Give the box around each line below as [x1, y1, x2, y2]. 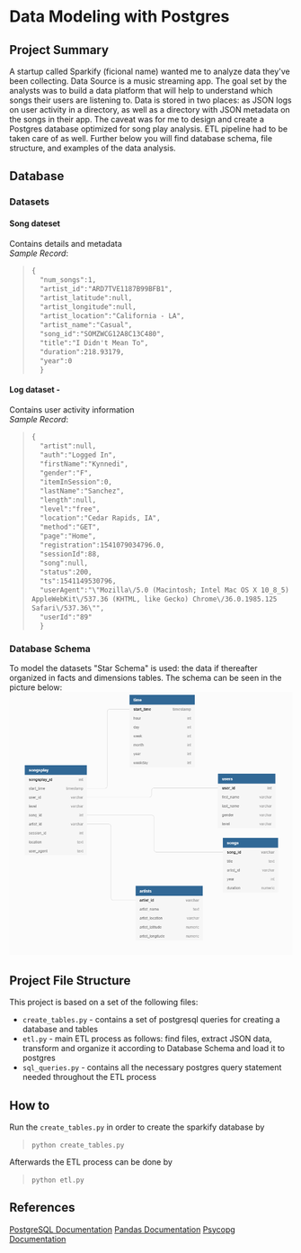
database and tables [22, 1024, 99, 1035]
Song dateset [9, 218, 61, 229]
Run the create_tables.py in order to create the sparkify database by [9, 1121, 265, 1132]
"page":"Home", [40, 531, 97, 540]
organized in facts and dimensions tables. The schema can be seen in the [9, 673, 282, 684]
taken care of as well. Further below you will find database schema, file [9, 133, 272, 143]
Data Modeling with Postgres [9, 6, 230, 27]
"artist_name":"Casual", [40, 320, 133, 330]
